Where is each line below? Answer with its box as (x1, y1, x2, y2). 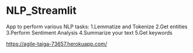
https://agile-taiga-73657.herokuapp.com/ (6, 40, 107, 47)
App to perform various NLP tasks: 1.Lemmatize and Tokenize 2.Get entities (6, 23, 188, 30)
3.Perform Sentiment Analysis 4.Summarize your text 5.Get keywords (6, 29, 173, 36)
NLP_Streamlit (6, 4, 77, 17)
